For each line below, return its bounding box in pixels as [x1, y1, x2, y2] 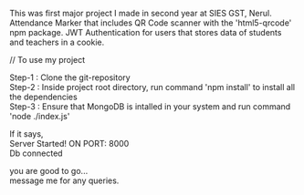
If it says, [9, 128, 44, 139]
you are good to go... [9, 166, 89, 176]
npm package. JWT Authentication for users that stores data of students [9, 27, 282, 37]
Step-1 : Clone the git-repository [9, 72, 131, 83]
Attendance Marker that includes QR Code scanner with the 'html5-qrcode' [9, 17, 292, 28]
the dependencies [9, 91, 78, 102]
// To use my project [9, 55, 86, 65]
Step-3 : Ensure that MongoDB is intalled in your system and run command [9, 101, 291, 112]
